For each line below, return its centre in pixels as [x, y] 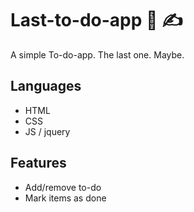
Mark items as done [65, 198]
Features [38, 163]
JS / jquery [47, 131]
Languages [46, 86]
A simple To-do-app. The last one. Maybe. [97, 54]
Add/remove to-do [63, 187]
